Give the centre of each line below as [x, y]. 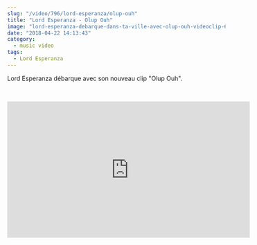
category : [21, 39]
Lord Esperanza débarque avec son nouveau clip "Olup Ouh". [95, 78]
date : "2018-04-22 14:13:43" [49, 33]
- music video [34, 46]
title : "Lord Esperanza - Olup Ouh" [60, 20]
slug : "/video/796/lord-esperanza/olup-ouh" [72, 13]
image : [17, 26]
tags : [15, 53]
